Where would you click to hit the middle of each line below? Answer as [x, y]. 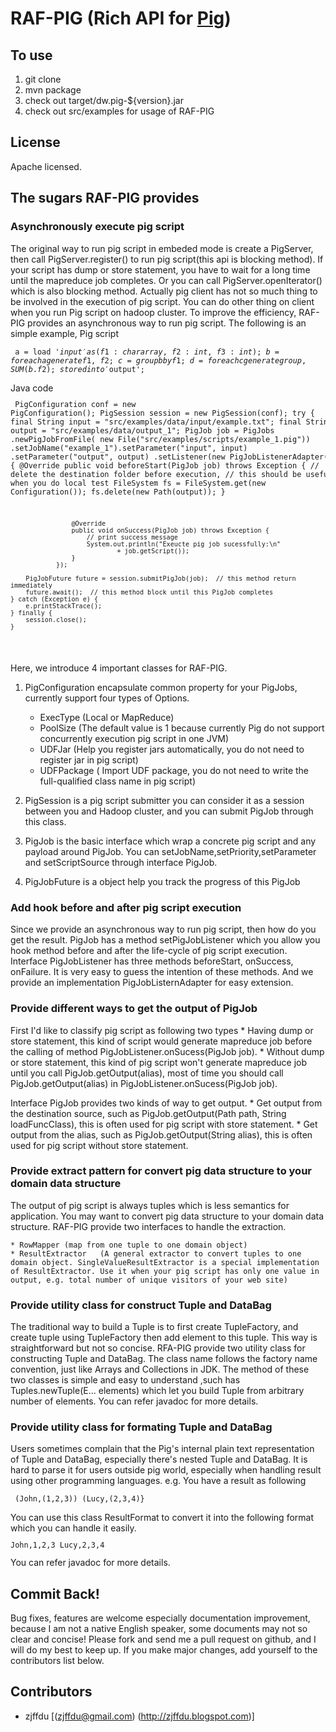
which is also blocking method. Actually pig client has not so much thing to [164, 291]
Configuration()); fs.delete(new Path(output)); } [118, 492]
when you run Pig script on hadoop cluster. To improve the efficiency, [153, 312]
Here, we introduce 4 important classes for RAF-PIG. [119, 668]
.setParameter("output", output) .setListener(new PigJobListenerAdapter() [171, 457]
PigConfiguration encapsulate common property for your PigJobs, [161, 687]
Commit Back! [55, 1593]
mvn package [53, 90]
